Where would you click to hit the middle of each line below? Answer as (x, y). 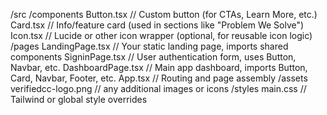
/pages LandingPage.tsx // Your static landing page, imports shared (149, 46)
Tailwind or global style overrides (79, 99)
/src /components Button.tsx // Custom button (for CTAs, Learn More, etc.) (164, 14)
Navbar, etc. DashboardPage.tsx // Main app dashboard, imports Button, (159, 67)
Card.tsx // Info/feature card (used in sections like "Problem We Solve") (157, 25)
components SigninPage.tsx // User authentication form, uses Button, (153, 57)
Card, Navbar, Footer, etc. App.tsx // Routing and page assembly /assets (159, 78)
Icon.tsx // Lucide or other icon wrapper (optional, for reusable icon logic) (161, 35)
